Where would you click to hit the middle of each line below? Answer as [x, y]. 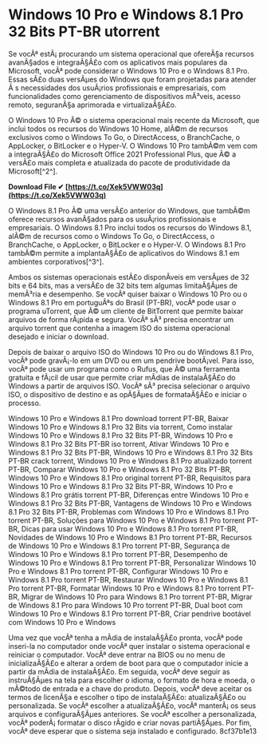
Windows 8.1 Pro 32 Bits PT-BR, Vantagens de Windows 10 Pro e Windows [130, 503]
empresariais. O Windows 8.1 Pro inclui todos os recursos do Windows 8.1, [130, 227]
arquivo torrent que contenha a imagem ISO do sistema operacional [119, 328]
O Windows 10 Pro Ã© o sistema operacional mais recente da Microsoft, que [134, 120]
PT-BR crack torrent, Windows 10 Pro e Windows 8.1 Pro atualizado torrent [130, 460]
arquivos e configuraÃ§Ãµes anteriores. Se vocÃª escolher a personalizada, [133, 714]
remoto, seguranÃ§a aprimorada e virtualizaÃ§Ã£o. [92, 105]
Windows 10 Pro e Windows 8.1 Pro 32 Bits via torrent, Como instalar [121, 427]
